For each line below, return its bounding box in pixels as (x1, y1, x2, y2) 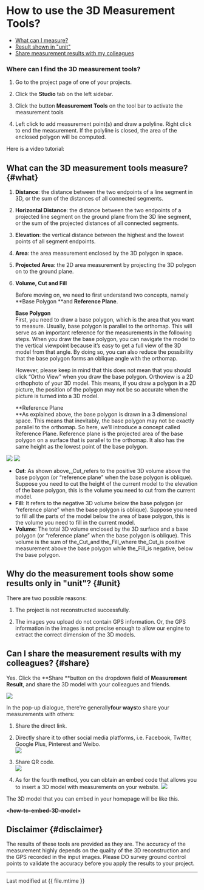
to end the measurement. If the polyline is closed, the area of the (15, 127, 177, 134)
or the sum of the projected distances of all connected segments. (15, 219, 179, 227)
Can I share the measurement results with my (6, 649, 182, 659)
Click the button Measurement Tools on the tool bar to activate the (15, 102, 183, 109)
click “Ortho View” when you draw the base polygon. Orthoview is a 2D (15, 373, 194, 381)
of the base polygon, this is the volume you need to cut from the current (15, 487, 195, 494)
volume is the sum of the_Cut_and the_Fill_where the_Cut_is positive (15, 539, 185, 546)
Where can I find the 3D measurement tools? (6, 64, 141, 73)
